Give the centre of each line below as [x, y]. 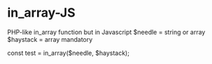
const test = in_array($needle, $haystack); [68, 53]
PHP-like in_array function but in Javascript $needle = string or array [106, 32]
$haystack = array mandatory [50, 39]
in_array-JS [41, 13]
